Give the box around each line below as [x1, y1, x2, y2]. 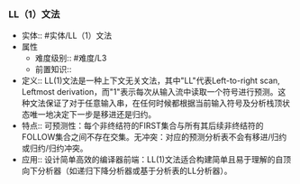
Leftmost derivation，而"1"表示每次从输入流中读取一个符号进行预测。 [21, 87, 278, 97]
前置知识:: [34, 64, 72, 75]
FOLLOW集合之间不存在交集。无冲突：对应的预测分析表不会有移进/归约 [21, 132, 287, 143]
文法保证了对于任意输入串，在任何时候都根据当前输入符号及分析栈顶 [29, 97, 283, 109]
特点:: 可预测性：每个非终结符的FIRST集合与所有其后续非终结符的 [21, 120, 264, 132]
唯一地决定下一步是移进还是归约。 [29, 109, 157, 120]
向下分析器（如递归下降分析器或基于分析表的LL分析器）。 [21, 165, 232, 177]
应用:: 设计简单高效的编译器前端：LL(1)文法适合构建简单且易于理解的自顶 [21, 154, 292, 165]
